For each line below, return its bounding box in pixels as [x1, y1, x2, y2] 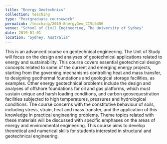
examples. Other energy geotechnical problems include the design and [5, 80, 151, 86]
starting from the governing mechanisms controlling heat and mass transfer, [5, 70, 162, 75]
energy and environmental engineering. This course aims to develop [5, 122, 146, 128]
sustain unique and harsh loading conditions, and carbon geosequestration [5, 90, 160, 97]
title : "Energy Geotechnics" [5, 7, 66, 12]
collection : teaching [5, 12, 50, 17]
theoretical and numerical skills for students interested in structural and [5, 128, 152, 134]
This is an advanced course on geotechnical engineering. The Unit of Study [5, 48, 161, 55]
